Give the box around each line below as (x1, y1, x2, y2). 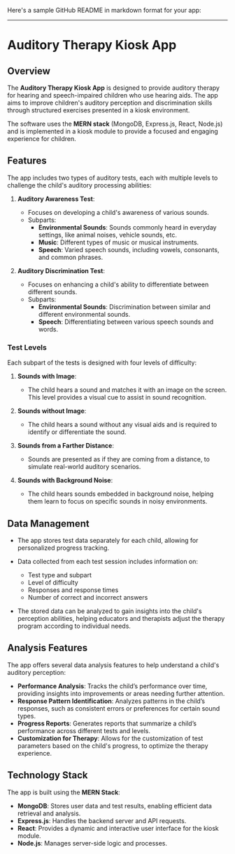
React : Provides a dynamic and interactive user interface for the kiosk (17, 824, 219, 832)
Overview (7, 65, 51, 77)
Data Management (7, 518, 90, 530)
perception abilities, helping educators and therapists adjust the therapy (17, 614, 225, 622)
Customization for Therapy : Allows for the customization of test (17, 734, 204, 742)
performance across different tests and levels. (17, 726, 150, 735)
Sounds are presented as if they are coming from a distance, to (27, 455, 210, 464)
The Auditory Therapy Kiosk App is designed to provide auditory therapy (7, 84, 220, 92)
